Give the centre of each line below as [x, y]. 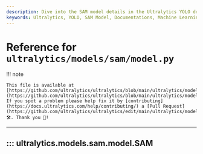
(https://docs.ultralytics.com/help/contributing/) [72, 106]
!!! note [15, 74]
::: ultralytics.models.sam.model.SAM [80, 143]
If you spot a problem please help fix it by [64, 101]
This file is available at [40, 85]
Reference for [41, 47]
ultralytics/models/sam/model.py [90, 59]
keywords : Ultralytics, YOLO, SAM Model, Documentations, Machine [92, 17]
